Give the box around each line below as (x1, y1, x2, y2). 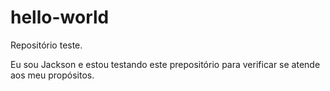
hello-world (10, 6, 110, 29)
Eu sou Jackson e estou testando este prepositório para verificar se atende (10, 58, 321, 70)
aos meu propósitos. (10, 69, 95, 81)
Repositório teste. (10, 39, 83, 51)
